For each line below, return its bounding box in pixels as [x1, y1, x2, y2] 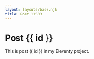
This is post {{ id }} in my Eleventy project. [5, 48, 90, 54]
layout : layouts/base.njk [5, 7, 57, 12]
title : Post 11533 [5, 12, 42, 16]
